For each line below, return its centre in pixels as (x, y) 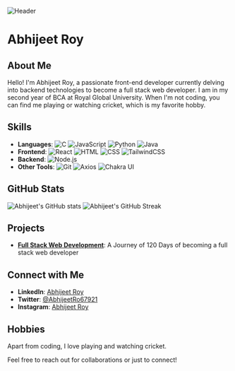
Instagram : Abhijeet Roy (53, 307)
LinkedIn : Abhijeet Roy (50, 292)
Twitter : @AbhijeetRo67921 (58, 300)
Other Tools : (36, 167)
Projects (26, 229)
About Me (29, 65)
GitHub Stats (36, 189)
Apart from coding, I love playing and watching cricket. (87, 346)
